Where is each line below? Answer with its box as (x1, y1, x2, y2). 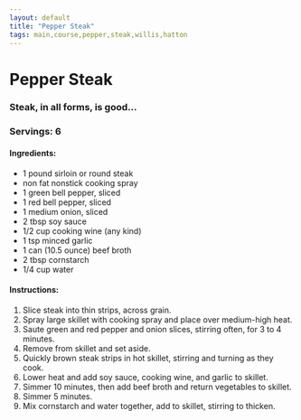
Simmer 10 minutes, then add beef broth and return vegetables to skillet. (22, 381, 292, 392)
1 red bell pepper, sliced (22, 196, 111, 208)
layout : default (9, 13, 71, 23)
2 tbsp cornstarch (22, 254, 89, 265)
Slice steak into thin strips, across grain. (22, 304, 172, 315)
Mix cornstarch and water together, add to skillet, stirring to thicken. (22, 400, 276, 411)
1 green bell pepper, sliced (22, 187, 121, 198)
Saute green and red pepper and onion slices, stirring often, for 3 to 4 (22, 323, 282, 334)
